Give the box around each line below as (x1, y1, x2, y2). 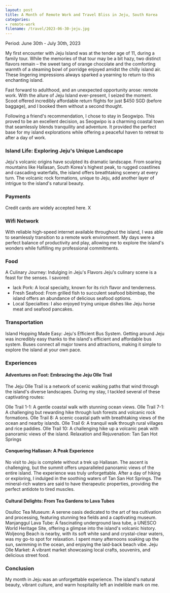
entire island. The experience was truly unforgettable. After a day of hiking (5, 470, 161, 476)
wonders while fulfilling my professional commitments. (5, 245, 119, 252)
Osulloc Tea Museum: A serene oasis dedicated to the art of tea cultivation (5, 509, 161, 515)
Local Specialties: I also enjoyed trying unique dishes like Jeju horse (12, 301, 156, 307)
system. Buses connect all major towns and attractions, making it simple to (5, 341, 161, 347)
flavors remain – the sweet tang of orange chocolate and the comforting (5, 61, 156, 67)
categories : (5, 17, 30, 22)
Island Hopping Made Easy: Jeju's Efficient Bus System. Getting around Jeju (5, 330, 165, 336)
